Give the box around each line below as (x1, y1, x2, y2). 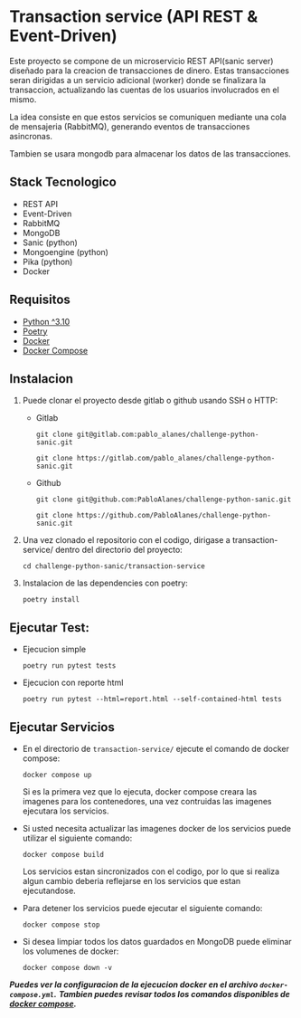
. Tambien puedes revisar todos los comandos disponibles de (53, 989, 291, 999)
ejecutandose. (22, 885, 77, 896)
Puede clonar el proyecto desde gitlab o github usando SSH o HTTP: (22, 395, 278, 406)
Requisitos (9, 292, 71, 308)
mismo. (9, 93, 37, 105)
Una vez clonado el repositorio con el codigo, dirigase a (22, 535, 230, 546)
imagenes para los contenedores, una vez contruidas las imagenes (22, 796, 272, 806)
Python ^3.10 (22, 316, 71, 327)
